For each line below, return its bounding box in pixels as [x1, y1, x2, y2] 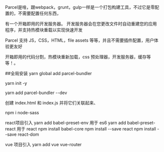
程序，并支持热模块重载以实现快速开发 [5, 27, 82, 33]
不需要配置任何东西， [18, 10, 61, 16]
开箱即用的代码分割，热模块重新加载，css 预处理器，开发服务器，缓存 [5, 54, 147, 60]
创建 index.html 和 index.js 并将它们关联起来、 [5, 100, 98, 105]
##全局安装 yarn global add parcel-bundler [5, 71, 92, 76]
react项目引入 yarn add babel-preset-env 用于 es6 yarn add [5, 120, 126, 126]
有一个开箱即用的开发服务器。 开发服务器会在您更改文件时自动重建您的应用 [5, 21, 157, 26]
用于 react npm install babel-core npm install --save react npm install [16, 126, 156, 131]
